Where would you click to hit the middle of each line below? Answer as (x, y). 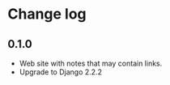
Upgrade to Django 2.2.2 (61, 72)
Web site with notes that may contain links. (91, 63)
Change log (47, 14)
